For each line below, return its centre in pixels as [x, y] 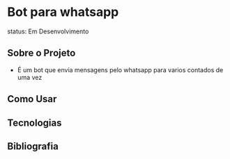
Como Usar [32, 99]
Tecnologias [34, 123]
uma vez [30, 77]
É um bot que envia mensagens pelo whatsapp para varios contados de [120, 69]
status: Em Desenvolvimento [48, 31]
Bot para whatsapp [63, 12]
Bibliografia [33, 146]
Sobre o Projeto [41, 53]
